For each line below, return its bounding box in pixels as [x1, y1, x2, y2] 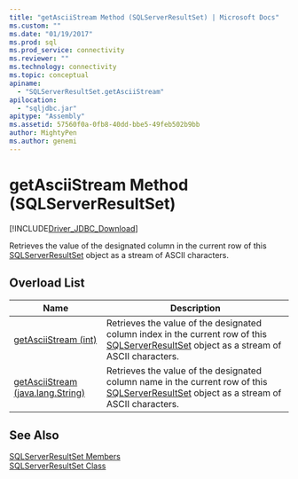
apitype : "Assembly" [9, 112, 86, 121]
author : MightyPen [9, 129, 77, 137]
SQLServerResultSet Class [9, 460, 106, 471]
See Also [9, 428, 59, 443]
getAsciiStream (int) [13, 334, 98, 346]
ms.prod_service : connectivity [9, 46, 125, 55]
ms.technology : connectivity [9, 63, 117, 72]
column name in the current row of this [106, 375, 268, 388]
